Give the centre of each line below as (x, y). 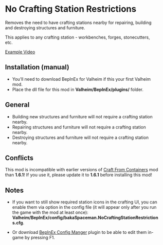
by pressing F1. (40, 238)
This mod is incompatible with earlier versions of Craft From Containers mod (81, 170)
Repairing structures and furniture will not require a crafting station (79, 127)
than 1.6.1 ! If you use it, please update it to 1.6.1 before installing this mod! (79, 175)
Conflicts (19, 158)
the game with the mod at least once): (50, 212)
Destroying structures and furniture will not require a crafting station (80, 137)
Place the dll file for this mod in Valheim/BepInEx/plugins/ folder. (78, 89)
